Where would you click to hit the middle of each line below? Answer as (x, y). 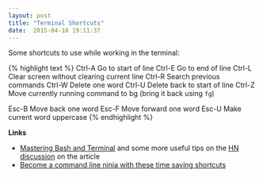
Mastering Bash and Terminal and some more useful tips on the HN (129, 148)
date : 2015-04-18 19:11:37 (55, 30)
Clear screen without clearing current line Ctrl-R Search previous (114, 77)
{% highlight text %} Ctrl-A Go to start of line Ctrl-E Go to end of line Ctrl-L (130, 68)
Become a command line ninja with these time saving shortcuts (123, 165)
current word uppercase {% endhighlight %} (81, 117)
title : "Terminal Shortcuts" (56, 23)
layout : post (30, 15)
